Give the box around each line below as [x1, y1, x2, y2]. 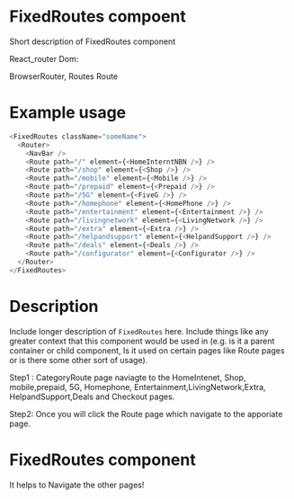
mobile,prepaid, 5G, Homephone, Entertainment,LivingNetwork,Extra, [9, 381, 267, 392]
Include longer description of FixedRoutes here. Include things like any [9, 325, 270, 336]
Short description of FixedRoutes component [9, 36, 176, 47]
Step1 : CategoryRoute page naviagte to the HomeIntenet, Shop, [9, 371, 246, 383]
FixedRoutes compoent [9, 6, 187, 27]
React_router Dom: [9, 53, 79, 64]
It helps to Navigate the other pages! [9, 479, 145, 490]
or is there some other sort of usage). [9, 354, 148, 365]
